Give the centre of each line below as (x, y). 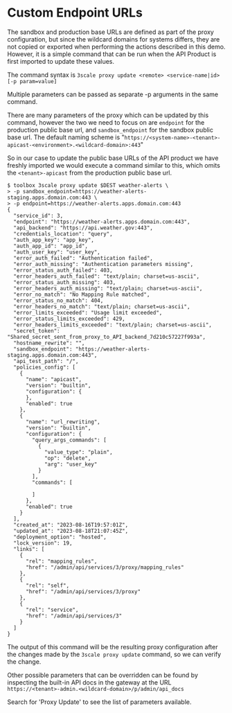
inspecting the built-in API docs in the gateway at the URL (89, 682)
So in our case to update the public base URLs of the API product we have (113, 158)
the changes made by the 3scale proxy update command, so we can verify (114, 654)
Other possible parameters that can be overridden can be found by (103, 675)
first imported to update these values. (61, 61)
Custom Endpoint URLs (75, 13)
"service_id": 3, (38, 215)
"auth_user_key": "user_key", (57, 252)
